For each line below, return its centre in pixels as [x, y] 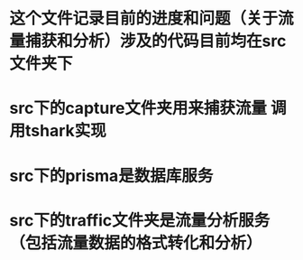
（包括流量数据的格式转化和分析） [136, 242]
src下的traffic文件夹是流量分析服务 [140, 220]
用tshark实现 [58, 131]
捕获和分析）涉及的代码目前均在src [156, 41]
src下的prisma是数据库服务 [111, 176]
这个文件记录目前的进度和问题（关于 [144, 19]
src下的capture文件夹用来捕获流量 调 [148, 108]
